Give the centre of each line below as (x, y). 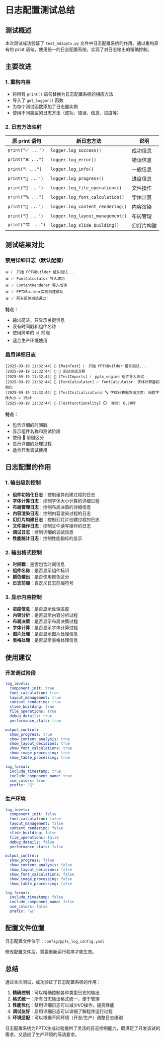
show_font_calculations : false (42, 874)
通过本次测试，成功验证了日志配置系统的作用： (53, 982)
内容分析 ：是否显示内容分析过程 (45, 615)
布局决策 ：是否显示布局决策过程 (45, 621)
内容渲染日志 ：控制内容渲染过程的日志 (51, 513)
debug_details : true (31, 716)
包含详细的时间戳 (30, 425)
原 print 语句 (27, 141)
